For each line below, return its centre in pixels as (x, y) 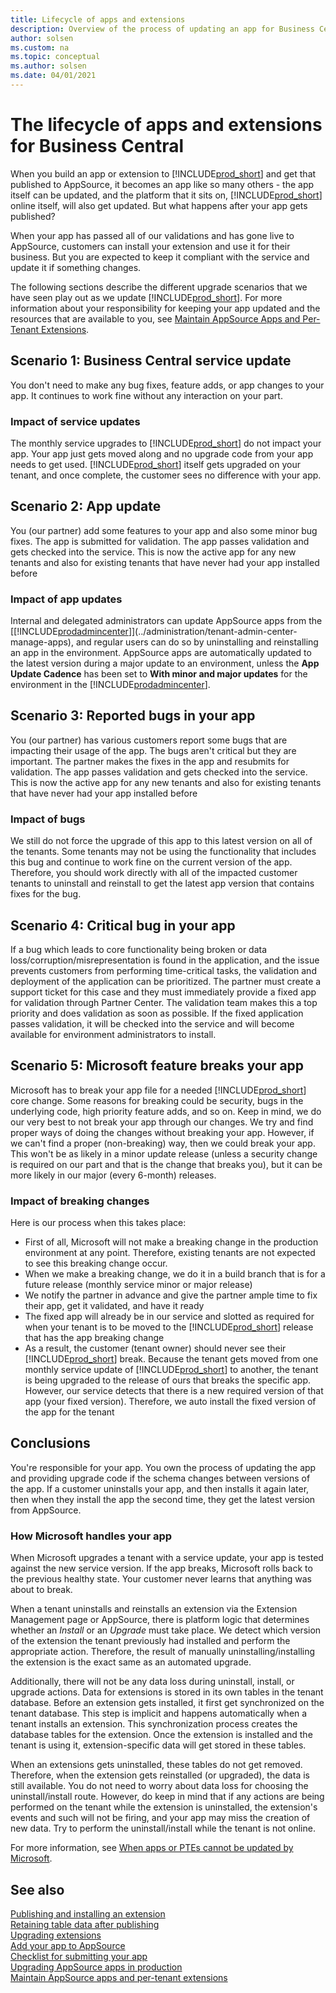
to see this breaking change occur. (96, 1263)
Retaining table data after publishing (85, 1924)
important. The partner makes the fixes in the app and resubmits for (150, 761)
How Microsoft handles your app (91, 1536)
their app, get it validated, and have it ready (114, 1306)
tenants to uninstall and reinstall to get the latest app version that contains (162, 883)
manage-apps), (42, 642)
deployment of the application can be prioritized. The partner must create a (166, 981)
